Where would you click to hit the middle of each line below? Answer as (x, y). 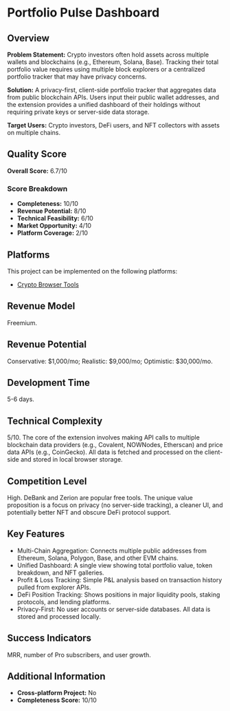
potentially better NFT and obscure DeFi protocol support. (89, 512)
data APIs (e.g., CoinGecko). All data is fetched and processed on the (105, 452)
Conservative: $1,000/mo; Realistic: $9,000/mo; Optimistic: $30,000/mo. (110, 361)
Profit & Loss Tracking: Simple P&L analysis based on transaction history (119, 579)
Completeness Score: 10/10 (57, 700)
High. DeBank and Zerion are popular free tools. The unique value (100, 497)
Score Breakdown (37, 189)
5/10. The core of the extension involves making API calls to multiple (104, 437)
